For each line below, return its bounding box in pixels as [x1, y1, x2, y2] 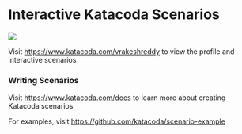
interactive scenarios [8, 55, 77, 64]
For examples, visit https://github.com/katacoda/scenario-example [8, 117, 225, 126]
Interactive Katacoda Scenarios [8, 6, 220, 24]
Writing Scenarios [8, 75, 79, 86]
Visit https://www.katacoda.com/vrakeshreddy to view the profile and [8, 46, 235, 56]
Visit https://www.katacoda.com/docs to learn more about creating [8, 93, 226, 102]
